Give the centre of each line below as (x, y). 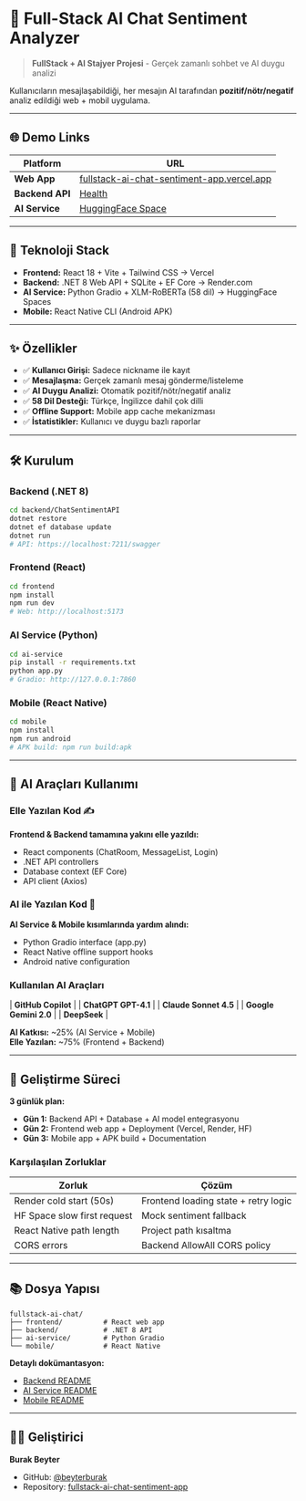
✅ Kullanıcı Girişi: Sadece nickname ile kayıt (107, 370)
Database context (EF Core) (75, 871)
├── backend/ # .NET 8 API (81, 1330)
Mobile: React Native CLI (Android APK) (97, 311)
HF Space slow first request (73, 1215)
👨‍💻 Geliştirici (46, 1438)
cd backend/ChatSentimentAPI (65, 510)
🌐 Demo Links (50, 137)
